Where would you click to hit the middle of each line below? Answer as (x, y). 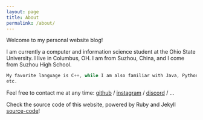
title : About (23, 17)
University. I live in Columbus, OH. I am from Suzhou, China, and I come (95, 58)
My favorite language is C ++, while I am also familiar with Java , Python (102, 76)
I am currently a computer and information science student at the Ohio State (101, 52)
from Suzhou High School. (39, 65)
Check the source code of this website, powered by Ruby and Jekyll (91, 105)
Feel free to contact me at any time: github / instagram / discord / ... (90, 93)
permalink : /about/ (31, 23)
